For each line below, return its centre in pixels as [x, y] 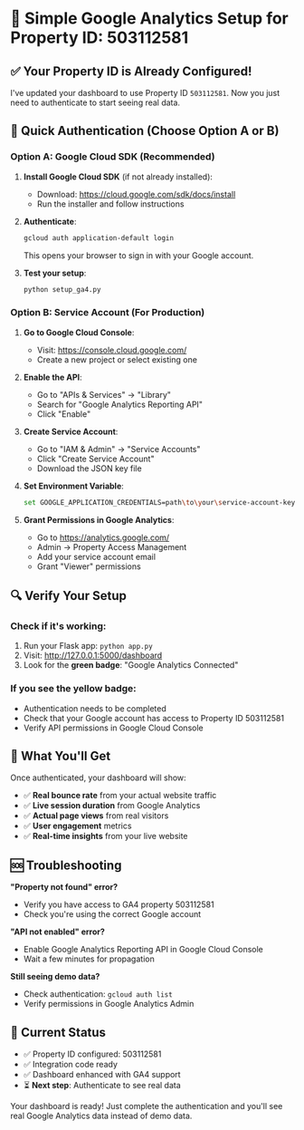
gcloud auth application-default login [99, 238]
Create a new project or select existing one [117, 359]
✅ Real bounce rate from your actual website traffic [120, 796]
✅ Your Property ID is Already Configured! [131, 71]
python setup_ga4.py [62, 289]
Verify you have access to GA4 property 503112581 [119, 904]
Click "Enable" [64, 414]
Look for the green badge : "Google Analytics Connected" [131, 665]
